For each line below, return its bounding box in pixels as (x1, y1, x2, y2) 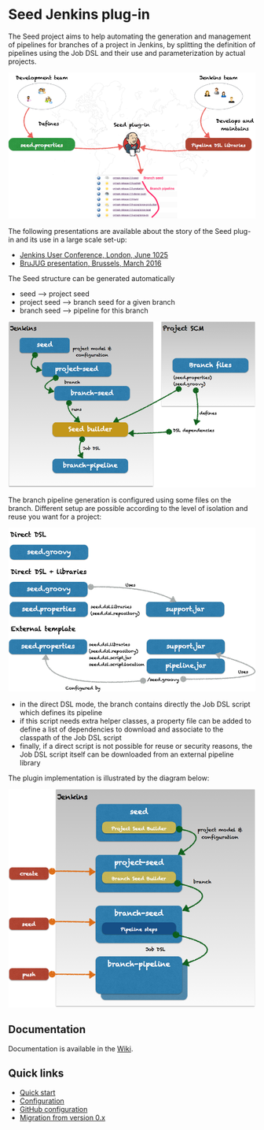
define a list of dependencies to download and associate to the (19, 724, 224, 734)
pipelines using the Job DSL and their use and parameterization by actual (8, 48, 246, 57)
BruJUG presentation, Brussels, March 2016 (19, 258, 162, 269)
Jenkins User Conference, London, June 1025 (19, 250, 169, 260)
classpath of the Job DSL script (19, 732, 122, 742)
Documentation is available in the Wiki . (8, 1043, 134, 1053)
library (19, 758, 41, 767)
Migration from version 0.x (19, 1113, 106, 1122)
